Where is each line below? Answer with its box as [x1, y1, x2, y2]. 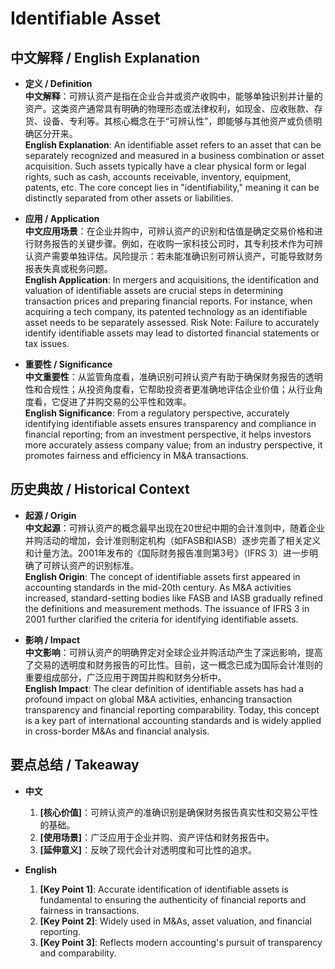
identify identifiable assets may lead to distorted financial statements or [24, 327, 320, 339]
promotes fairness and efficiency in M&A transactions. [24, 450, 249, 461]
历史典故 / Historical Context [10, 481, 190, 498]
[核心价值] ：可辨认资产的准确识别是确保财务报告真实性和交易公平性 [39, 806, 319, 818]
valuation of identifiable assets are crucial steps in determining [24, 285, 284, 296]
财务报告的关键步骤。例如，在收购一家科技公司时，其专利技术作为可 [33, 238, 315, 249]
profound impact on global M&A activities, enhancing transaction [24, 693, 293, 705]
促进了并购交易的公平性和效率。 [59, 396, 192, 407]
